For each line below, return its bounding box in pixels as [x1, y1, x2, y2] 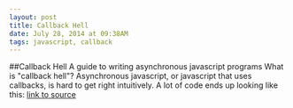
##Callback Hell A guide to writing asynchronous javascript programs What [9, 61, 284, 72]
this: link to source [9, 90, 77, 100]
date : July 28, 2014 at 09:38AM [9, 29, 128, 38]
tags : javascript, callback [9, 37, 113, 47]
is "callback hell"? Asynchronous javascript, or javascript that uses [9, 71, 252, 82]
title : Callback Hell [9, 21, 89, 30]
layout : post [9, 12, 58, 22]
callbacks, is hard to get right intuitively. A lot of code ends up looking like [9, 80, 279, 90]
